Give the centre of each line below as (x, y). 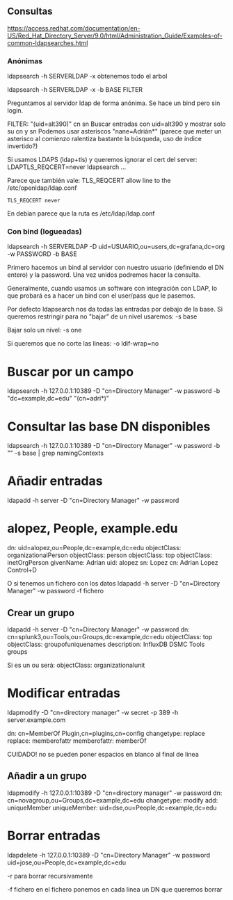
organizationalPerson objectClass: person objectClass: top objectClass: (110, 555)
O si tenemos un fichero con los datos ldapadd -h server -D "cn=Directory (114, 584)
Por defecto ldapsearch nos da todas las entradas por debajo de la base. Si (115, 310)
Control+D (22, 570)
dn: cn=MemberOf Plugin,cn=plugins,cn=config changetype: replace (106, 733)
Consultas (30, 11)
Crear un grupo (41, 612)
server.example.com (37, 720)
